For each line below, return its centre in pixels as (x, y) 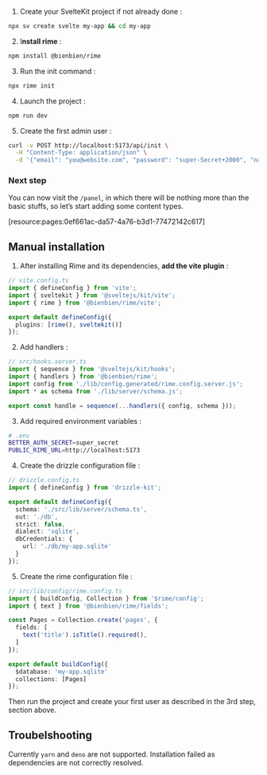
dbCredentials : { (44, 539)
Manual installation (57, 247)
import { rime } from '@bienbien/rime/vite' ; (85, 303)
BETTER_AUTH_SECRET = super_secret (64, 443)
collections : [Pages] (51, 679)
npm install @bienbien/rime (55, 56)
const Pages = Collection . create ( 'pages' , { (83, 620)
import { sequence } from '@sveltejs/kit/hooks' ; (92, 370)
